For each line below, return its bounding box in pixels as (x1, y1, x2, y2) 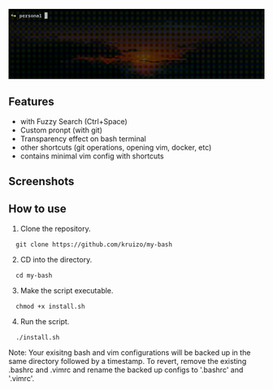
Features (8, 95, 54, 109)
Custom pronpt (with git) (19, 125, 103, 135)
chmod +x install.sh (15, 302, 85, 310)
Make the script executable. (19, 285, 114, 295)
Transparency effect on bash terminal (19, 133, 146, 143)
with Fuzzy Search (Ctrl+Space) (19, 116, 128, 126)
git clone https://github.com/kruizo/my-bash (15, 240, 173, 249)
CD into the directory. (19, 254, 93, 264)
